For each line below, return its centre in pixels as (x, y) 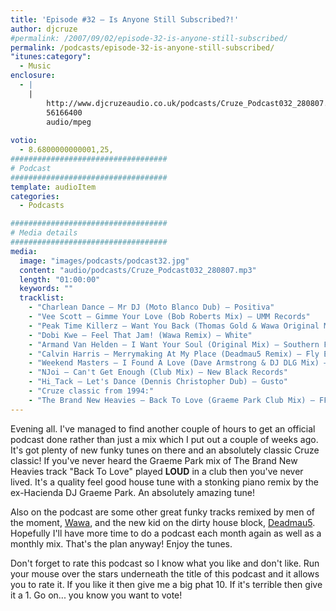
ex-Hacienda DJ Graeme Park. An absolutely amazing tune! (133, 492)
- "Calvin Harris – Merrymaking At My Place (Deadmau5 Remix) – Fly (174, 354)
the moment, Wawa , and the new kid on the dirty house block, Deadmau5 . (163, 522)
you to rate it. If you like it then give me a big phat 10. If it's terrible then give (166, 584)
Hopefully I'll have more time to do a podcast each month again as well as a (166, 533)
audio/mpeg (69, 122)
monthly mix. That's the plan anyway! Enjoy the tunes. (121, 543)
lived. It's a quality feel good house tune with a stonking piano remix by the (164, 482)
